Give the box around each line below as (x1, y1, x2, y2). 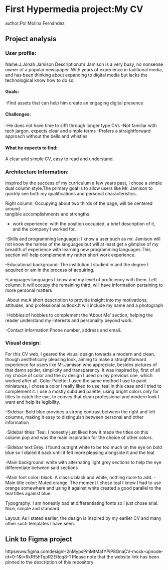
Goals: (5, 89, 19, 95)
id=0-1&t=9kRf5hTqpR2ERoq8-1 (5, 553, 71, 559)
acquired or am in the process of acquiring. (5, 267, 95, 273)
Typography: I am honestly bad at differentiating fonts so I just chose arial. (5, 500, 159, 506)
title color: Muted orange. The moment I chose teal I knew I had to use (17, 480, 161, 486)
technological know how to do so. (5, 77, 75, 83)
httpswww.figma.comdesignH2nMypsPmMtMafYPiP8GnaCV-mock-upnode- (5, 548, 163, 554)
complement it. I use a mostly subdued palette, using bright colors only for (5, 388, 159, 394)
